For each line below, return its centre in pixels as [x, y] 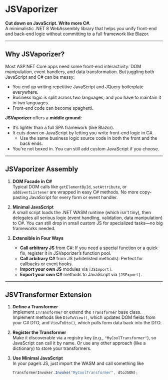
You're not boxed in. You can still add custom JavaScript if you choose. [86, 148]
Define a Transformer [35, 307]
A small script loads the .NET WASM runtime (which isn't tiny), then [82, 212]
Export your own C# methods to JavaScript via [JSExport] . [81, 274]
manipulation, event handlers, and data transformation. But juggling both [80, 72]
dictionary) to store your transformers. [52, 348]
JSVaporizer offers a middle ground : [43, 118]
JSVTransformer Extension [48, 295]
